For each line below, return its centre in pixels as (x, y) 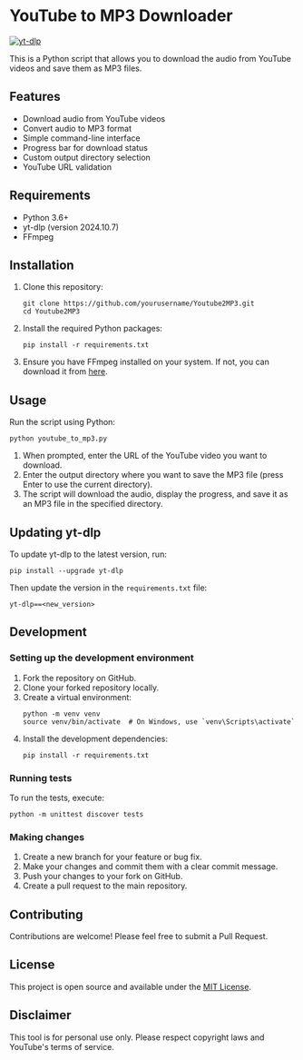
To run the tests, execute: (57, 797)
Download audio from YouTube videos (94, 118)
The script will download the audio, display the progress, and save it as (155, 494)
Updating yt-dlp (55, 532)
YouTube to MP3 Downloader (121, 16)
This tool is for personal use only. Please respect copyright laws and (137, 1037)
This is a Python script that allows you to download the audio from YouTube (151, 58)
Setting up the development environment (102, 658)
